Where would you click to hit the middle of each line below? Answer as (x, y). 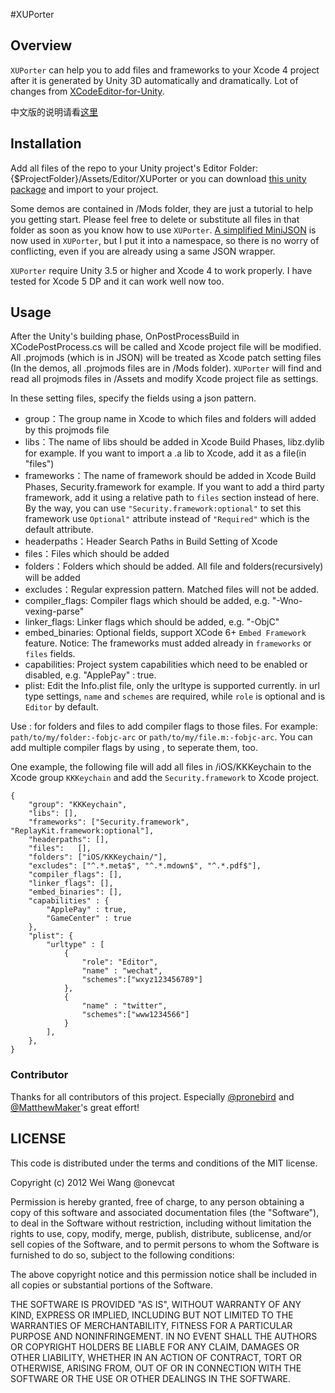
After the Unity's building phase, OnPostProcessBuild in (125, 336)
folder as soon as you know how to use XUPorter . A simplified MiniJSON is (163, 230)
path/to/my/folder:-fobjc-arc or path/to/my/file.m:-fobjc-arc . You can (161, 737)
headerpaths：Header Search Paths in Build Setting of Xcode (151, 541)
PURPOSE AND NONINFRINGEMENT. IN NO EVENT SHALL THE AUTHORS (164, 1336)
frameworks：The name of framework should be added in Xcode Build (170, 476)
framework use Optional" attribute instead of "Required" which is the (167, 519)
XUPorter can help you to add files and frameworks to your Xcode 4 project (165, 70)
